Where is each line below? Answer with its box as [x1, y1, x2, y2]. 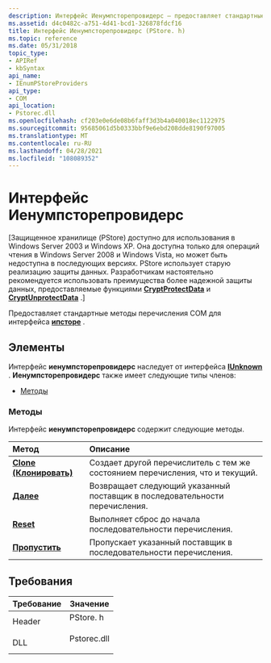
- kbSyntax [8, 65, 45, 73]
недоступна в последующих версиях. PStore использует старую [8, 259, 231, 269]
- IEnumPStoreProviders [8, 79, 89, 87]
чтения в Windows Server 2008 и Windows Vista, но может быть [8, 250, 228, 260]
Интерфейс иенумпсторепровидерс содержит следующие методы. [8, 424, 244, 434]
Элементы [8, 340, 65, 354]
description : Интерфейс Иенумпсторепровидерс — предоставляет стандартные [8, 11, 265, 20]
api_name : [8, 72, 42, 80]
